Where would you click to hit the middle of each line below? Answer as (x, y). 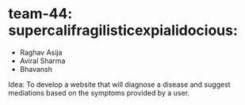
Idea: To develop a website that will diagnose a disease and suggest (120, 84)
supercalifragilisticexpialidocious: (123, 30)
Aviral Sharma (42, 61)
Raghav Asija (41, 52)
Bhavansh (36, 69)
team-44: (40, 14)
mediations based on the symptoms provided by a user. (99, 92)
